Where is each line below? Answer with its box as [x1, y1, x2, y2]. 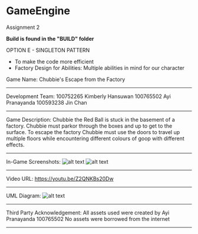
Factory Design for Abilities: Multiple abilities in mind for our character [14, 64, 184, 71]
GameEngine [6, 4, 71, 18]
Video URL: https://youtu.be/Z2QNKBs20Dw [6, 175, 114, 182]
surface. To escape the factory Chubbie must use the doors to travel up [6, 128, 180, 135]
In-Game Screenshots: [6, 158, 61, 165]
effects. [6, 141, 25, 148]
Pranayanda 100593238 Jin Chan [6, 99, 87, 106]
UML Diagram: [6, 192, 41, 199]
